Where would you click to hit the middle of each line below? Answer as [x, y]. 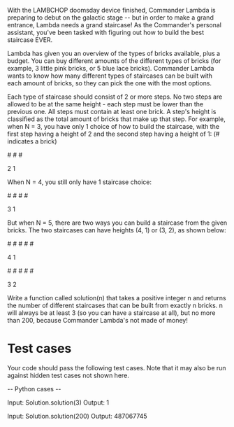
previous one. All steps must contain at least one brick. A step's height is [112, 112]
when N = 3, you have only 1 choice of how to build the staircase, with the [114, 126]
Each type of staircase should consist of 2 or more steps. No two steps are [115, 97]
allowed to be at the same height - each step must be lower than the [105, 104]
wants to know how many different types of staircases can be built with [110, 76]
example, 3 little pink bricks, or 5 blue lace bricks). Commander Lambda [111, 68]
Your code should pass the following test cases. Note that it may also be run [117, 367]
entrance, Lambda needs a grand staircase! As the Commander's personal [115, 25]
